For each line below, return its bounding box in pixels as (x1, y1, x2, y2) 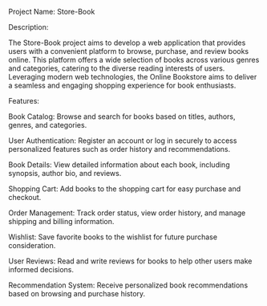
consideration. (8, 241, 56, 250)
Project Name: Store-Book (8, 7, 95, 16)
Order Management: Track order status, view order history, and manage (8, 208, 246, 218)
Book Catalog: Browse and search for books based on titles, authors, (8, 112, 236, 121)
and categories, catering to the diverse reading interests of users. (8, 63, 225, 73)
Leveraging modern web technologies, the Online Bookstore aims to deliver (8, 72, 257, 81)
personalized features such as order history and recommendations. (8, 145, 231, 153)
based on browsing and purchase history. (8, 289, 146, 298)
